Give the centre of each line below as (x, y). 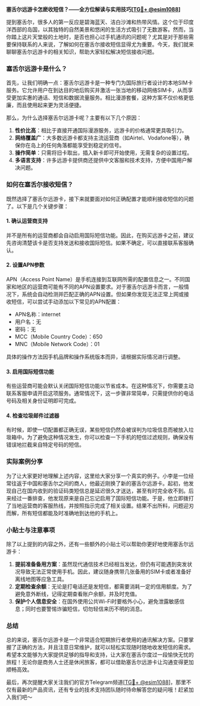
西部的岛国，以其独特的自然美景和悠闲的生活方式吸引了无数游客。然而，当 (102, 29)
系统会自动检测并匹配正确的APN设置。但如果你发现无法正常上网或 (103, 294)
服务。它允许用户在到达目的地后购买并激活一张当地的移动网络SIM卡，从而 (97, 90)
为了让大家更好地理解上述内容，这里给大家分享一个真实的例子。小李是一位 (97, 475)
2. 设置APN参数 (25, 265)
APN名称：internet (37, 314)
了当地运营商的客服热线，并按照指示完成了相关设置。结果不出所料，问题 (95, 505)
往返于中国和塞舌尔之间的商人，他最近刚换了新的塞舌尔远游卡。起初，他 (100, 483)
